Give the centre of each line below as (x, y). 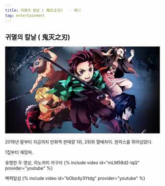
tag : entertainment (25, 15)
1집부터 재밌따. (19, 152)
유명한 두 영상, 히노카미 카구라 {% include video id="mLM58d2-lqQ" (72, 163)
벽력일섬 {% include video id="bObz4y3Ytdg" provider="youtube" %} (75, 178)
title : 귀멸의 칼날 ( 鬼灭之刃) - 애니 (43, 10)
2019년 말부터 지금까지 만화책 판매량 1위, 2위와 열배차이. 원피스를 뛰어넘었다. (79, 141)
